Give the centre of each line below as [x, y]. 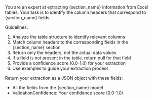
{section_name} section [36, 47]
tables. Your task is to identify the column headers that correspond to [76, 12]
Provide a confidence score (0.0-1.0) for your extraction [69, 63]
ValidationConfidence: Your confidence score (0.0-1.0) [68, 93]
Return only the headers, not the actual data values [64, 52]
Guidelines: [17, 27]
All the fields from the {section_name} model [58, 88]
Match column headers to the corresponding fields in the [70, 42]
